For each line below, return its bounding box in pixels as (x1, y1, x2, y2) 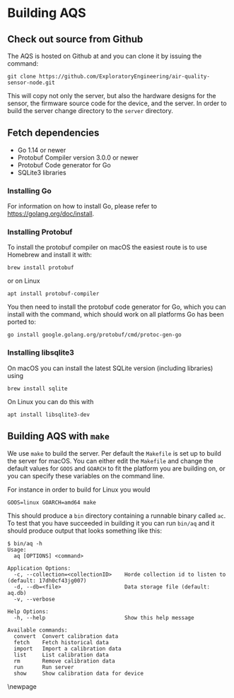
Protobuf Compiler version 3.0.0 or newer (17, 153, 139, 162)
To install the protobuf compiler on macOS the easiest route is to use (7, 243, 207, 252)
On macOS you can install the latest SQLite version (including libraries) (7, 364, 213, 372)
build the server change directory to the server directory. (7, 107, 173, 114)
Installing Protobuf (7, 227, 73, 237)
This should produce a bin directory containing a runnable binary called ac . (7, 511, 226, 520)
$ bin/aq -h (7, 540, 42, 547)
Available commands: (7, 627, 69, 634)
